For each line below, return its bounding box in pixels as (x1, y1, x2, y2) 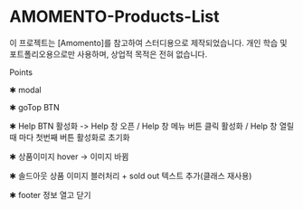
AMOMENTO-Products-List (9, 6, 220, 27)
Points (9, 66, 33, 78)
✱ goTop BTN (9, 101, 61, 112)
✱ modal (9, 84, 43, 95)
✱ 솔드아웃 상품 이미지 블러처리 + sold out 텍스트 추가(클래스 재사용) (9, 170, 252, 181)
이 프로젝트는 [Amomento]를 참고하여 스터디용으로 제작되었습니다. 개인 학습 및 (9, 37, 288, 48)
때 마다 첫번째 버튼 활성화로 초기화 (9, 131, 130, 142)
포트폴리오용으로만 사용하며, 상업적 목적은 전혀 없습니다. (9, 48, 208, 60)
